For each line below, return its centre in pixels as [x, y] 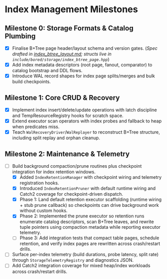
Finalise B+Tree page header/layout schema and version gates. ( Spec [85, 48]
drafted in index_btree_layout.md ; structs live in [62, 54]
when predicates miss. [36, 127]
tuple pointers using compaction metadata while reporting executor [90, 227]
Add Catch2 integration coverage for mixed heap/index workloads [81, 266]
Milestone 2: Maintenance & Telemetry [67, 154]
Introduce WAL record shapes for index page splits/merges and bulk [83, 76]
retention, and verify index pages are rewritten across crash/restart [90, 244]
